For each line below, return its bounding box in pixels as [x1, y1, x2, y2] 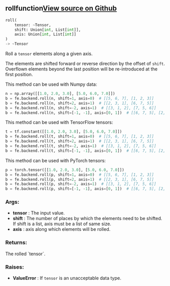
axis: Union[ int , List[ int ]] [14, 32, 77, 37]
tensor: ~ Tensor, [14, 22, 52, 28]
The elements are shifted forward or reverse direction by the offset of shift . [5, 61, 165, 67]
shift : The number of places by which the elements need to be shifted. [12, 216, 162, 222]
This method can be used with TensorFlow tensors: [5, 120, 113, 126]
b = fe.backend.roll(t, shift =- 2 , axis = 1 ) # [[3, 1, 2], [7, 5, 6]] [5, 144, 157, 149]
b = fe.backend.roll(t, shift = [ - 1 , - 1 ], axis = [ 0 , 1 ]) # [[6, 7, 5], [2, [5, 148, 166, 153]
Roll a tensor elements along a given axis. [5, 51, 93, 57]
